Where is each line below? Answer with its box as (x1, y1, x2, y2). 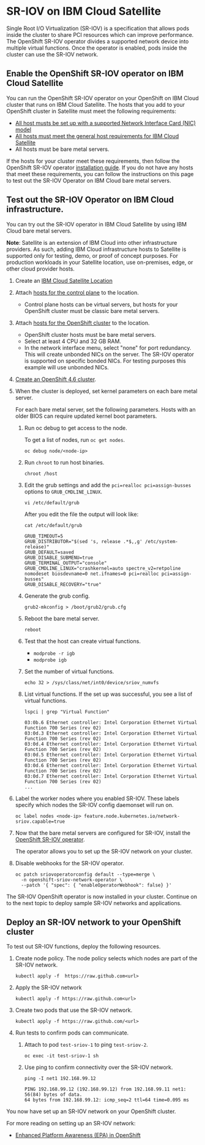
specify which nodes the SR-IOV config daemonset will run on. (15, 801, 174, 808)
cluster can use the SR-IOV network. (6, 50, 99, 58)
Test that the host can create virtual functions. (24, 637, 141, 645)
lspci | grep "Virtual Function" (24, 709, 110, 715)
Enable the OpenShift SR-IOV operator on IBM (6, 69, 184, 79)
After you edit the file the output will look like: (24, 511, 139, 518)
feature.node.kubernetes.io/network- (83, 813, 181, 819)
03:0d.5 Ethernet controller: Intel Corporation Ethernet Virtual (24, 752, 198, 758)
